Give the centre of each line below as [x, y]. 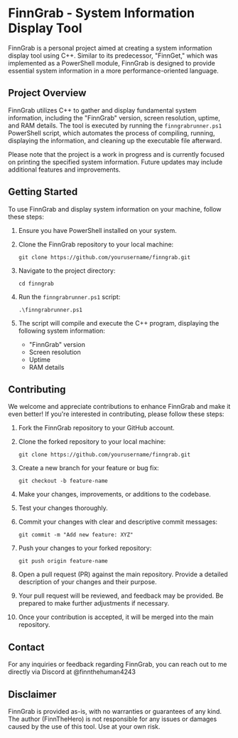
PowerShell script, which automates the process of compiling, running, [112, 132]
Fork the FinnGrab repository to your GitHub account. [96, 428]
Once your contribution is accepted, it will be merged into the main [116, 617]
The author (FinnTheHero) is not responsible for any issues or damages [113, 719]
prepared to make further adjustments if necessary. [94, 603]
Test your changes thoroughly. [63, 508]
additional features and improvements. [64, 170]
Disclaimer [32, 694]
